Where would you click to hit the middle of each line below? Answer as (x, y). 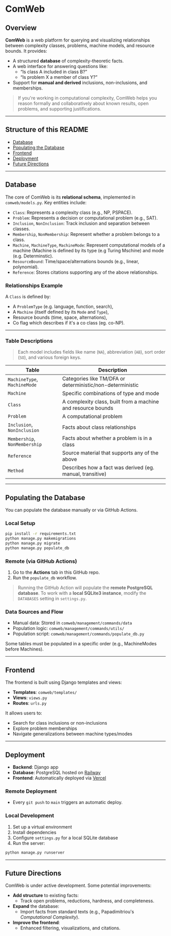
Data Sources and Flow (34, 612)
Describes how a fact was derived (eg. (108, 468)
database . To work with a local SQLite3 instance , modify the (82, 593)
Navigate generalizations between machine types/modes (72, 734)
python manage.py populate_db (37, 548)
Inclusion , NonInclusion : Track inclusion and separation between (81, 223)
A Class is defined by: (28, 296)
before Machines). (25, 649)
